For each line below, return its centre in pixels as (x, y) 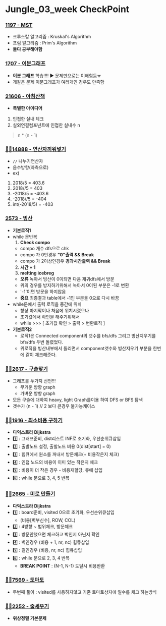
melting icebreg (37, 273)
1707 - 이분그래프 (25, 64)
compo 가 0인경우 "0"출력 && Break (57, 254)
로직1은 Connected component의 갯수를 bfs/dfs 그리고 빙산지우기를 (88, 335)
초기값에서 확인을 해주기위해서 (50, 317)
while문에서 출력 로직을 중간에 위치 (47, 304)
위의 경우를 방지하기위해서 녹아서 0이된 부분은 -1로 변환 (75, 285)
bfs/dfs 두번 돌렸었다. (42, 342)
